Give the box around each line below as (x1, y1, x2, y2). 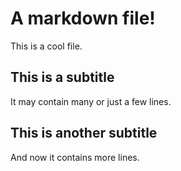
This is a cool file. (10, 40, 83, 52)
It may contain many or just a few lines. (10, 95, 172, 107)
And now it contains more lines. (10, 151, 140, 163)
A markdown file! (10, 7, 156, 30)
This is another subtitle (10, 125, 158, 142)
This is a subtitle (10, 69, 115, 86)
